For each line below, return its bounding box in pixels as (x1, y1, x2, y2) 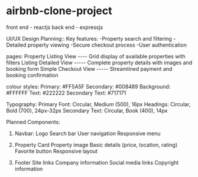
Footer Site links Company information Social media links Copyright (14, 159, 179, 166)
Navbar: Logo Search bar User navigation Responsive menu (14, 130, 161, 137)
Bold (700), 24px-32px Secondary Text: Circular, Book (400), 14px (6, 107, 168, 114)
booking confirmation (6, 71, 59, 78)
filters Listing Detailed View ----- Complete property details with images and (6, 59, 193, 66)
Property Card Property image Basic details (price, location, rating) (14, 141, 178, 148)
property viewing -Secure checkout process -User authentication (27, 41, 187, 48)
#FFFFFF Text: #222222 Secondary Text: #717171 (6, 89, 126, 96)
